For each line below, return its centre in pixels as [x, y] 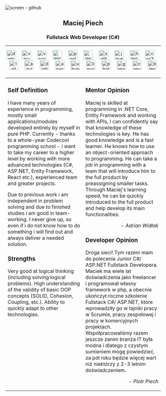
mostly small [22, 115]
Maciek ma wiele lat [109, 271]
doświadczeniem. [106, 370]
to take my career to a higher [41, 152]
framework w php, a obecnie [119, 290]
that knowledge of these [114, 127]
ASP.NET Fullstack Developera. [122, 265]
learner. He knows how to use [120, 146]
